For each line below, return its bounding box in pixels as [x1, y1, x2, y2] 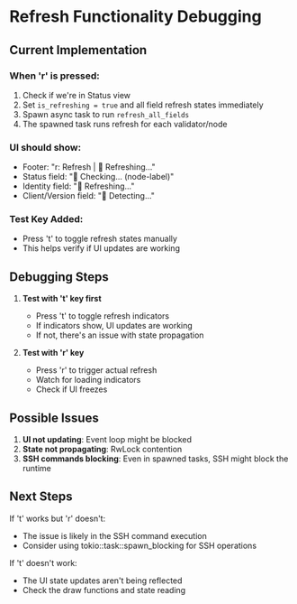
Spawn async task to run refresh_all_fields [22, 108, 190, 119]
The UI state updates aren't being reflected [22, 575, 183, 586]
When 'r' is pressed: [9, 70, 101, 82]
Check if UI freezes [35, 384, 108, 395]
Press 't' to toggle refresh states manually [22, 233, 178, 245]
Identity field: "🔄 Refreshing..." [22, 181, 135, 191]
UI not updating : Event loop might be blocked [22, 434, 192, 445]
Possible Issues [9, 410, 99, 425]
